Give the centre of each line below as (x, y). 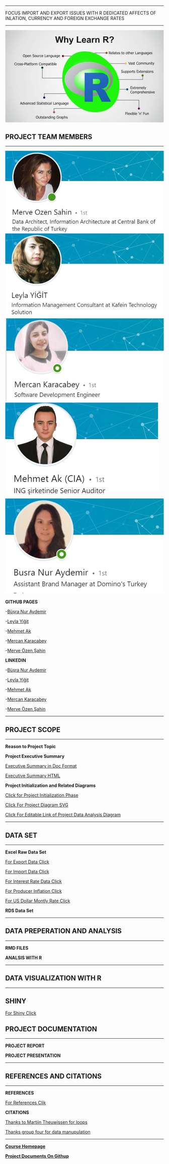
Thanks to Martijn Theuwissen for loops (47, 1122)
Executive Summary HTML (33, 776)
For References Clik (26, 1103)
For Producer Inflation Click (33, 891)
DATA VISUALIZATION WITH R (53, 978)
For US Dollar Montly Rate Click (38, 900)
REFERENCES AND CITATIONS (54, 1076)
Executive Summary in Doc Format (41, 766)
